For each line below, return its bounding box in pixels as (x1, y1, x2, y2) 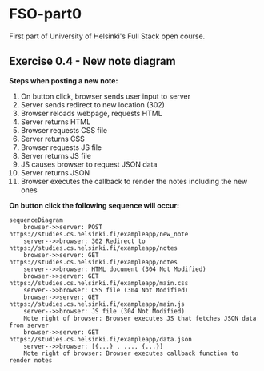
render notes (9, 356, 53, 365)
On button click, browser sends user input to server (20, 91, 191, 101)
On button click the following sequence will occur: (9, 200, 179, 210)
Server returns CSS (20, 134, 85, 143)
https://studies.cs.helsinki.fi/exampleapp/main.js (9, 300, 185, 308)
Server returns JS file (20, 151, 91, 160)
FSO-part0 (9, 5, 82, 23)
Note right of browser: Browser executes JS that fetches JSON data (23, 314, 257, 322)
